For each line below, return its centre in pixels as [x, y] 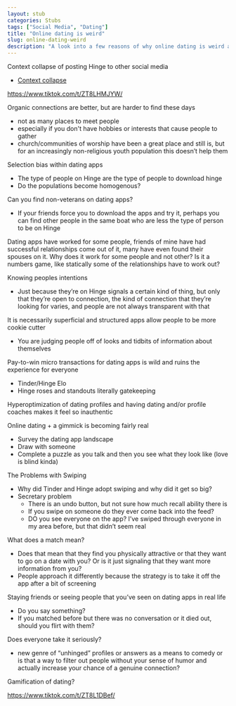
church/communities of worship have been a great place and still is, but [121, 144]
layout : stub [26, 14]
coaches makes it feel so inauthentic [60, 412]
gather [27, 136]
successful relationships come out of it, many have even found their [105, 249]
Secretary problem [45, 496]
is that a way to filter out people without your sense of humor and [112, 660]
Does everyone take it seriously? [54, 639]
